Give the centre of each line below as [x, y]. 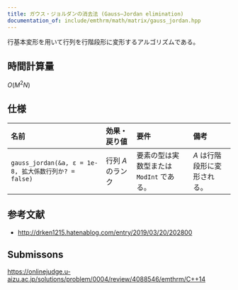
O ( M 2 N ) [19, 84]
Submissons [35, 254]
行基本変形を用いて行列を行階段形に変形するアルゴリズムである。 [103, 42]
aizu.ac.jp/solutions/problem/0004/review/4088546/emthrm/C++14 [107, 279]
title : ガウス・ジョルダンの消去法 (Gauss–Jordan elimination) [96, 14]
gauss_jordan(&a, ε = [47, 163]
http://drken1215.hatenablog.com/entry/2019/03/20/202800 [105, 232]
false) [22, 179]
